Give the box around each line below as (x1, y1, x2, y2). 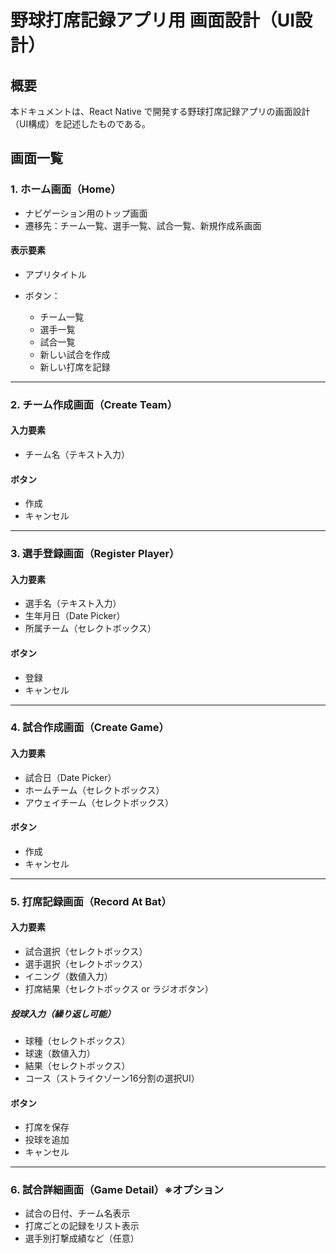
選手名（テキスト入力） (24, 597, 122, 610)
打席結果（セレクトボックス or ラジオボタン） (24, 983, 214, 995)
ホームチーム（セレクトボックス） (24, 784, 165, 796)
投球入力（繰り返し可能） (10, 1007, 116, 1020)
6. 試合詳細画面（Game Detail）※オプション (10, 1183, 225, 1197)
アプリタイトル (24, 268, 87, 280)
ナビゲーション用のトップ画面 (24, 207, 148, 219)
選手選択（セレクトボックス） (24, 958, 148, 970)
